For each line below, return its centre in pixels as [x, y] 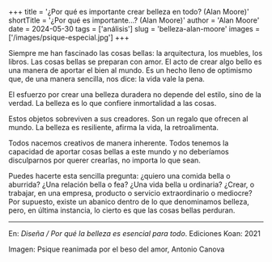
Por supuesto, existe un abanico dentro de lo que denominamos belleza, [129, 202]
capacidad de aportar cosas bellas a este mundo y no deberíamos [119, 152]
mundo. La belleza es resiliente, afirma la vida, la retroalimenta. [113, 127]
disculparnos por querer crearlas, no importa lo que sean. [104, 160]
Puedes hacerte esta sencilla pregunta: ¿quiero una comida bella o [119, 176]
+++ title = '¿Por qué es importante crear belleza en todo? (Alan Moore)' [129, 12]
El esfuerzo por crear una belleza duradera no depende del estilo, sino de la [135, 95]
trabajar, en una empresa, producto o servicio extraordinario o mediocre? [130, 193]
